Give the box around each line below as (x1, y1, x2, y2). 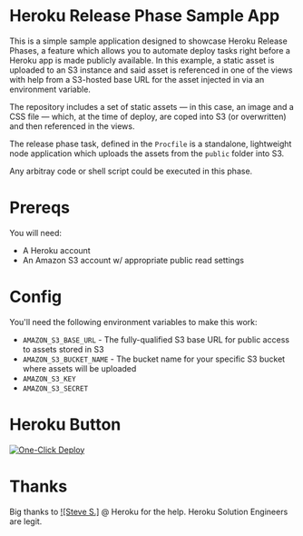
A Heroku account (22, 244, 91, 255)
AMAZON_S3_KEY (22, 374, 76, 383)
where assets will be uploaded (22, 362, 137, 373)
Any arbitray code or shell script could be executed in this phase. (9, 165, 253, 176)
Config (9, 287, 62, 307)
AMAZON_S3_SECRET (22, 383, 89, 393)
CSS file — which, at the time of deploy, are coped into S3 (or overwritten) (9, 111, 288, 122)
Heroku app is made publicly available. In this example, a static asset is (9, 55, 275, 65)
